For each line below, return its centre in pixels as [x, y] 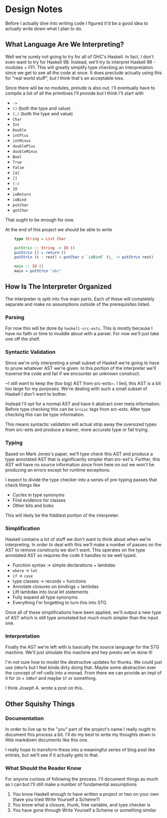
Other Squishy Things [40, 704]
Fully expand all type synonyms [45, 597]
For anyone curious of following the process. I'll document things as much [82, 779]
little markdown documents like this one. [47, 740]
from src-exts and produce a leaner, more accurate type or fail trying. [77, 430]
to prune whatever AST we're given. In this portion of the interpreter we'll [81, 368]
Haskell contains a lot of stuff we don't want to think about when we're [78, 539]
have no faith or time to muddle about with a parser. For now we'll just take [82, 334]
